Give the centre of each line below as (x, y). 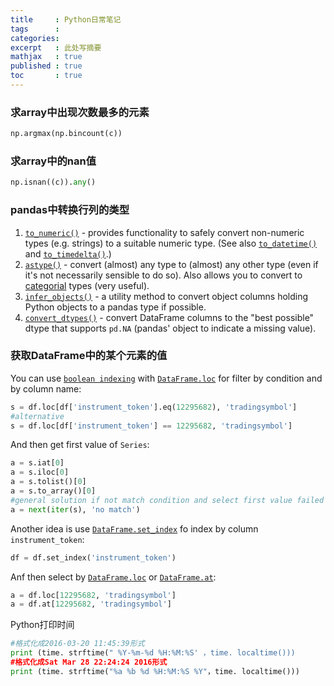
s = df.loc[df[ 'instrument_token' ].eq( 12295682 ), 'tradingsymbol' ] (154, 407)
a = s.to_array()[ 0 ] (53, 491)
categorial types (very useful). (87, 285)
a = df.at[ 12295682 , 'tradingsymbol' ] (91, 604)
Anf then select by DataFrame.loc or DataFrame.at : (113, 577)
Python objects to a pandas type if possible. (115, 307)
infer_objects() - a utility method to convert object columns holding (166, 296)
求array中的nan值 (53, 161)
